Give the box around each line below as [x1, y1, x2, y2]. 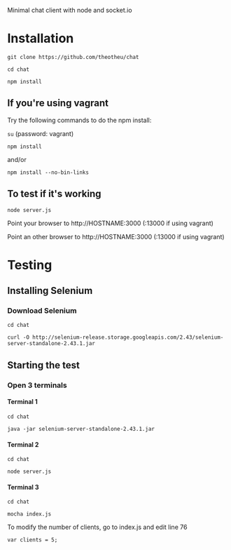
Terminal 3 [7, 483, 39, 491]
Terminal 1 [7, 398, 38, 406]
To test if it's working [7, 188, 101, 200]
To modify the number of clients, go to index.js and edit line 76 [7, 523, 188, 532]
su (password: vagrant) [7, 129, 74, 137]
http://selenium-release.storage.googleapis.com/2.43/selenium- [32, 334, 224, 341]
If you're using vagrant [7, 98, 108, 109]
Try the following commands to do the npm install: [7, 116, 152, 124]
